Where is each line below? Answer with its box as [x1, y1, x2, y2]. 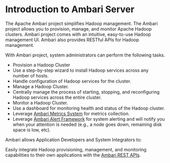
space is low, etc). [12, 126, 51, 133]
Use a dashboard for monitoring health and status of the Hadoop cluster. [12, 105, 165, 111]
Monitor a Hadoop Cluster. [12, 99, 68, 105]
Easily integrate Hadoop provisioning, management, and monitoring [5, 146, 147, 152]
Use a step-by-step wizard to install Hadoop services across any [12, 67, 149, 73]
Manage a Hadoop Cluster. [12, 83, 69, 90]
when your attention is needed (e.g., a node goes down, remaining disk [12, 121, 162, 127]
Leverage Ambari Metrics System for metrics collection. [12, 111, 130, 117]
